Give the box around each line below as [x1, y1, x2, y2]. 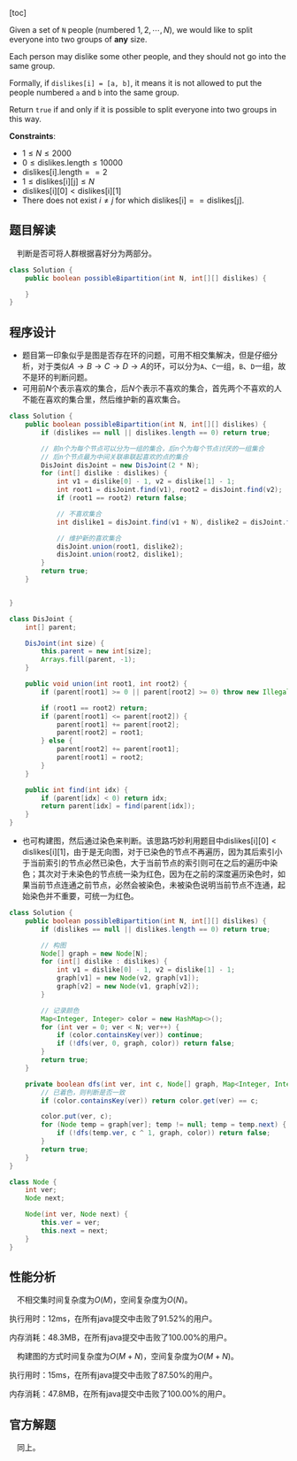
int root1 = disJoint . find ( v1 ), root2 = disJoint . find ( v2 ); [56, 486, 283, 495]
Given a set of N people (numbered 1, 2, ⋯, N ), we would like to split [9, 25, 254, 35]
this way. [9, 114, 42, 124]
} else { [41, 736, 73, 746]
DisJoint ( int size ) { [25, 639, 104, 648]
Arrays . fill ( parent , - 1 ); [41, 655, 137, 665]
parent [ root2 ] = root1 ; [56, 728, 144, 737]
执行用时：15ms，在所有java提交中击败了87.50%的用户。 [9, 1370, 217, 1380]
